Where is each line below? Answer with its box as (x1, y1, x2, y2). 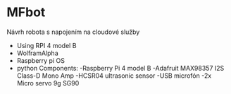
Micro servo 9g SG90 (16, 78, 80, 87)
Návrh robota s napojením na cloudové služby (6, 28, 140, 36)
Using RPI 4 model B (16, 41, 77, 49)
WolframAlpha (16, 49, 59, 57)
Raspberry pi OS (16, 56, 65, 64)
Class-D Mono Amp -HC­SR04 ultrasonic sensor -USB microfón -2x (16, 71, 212, 80)
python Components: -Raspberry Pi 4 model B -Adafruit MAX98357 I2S (16, 64, 225, 72)
